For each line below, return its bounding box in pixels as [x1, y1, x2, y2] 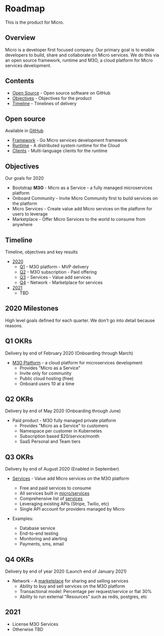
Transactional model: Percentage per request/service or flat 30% [19, 589, 152, 595]
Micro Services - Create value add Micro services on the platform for [12, 206, 153, 212]
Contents [5, 77, 34, 85]
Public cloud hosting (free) [19, 375, 74, 381]
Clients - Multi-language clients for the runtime [12, 148, 107, 154]
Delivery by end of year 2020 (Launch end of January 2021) [5, 568, 127, 574]
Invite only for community [19, 370, 72, 376]
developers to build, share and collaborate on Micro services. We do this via [5, 52, 159, 58]
